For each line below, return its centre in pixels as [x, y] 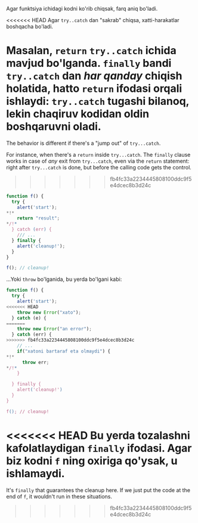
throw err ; [35, 362]
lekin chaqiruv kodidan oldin [78, 114]
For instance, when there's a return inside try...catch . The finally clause [98, 154]
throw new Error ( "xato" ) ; [49, 312]
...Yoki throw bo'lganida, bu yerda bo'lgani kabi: [64, 279]
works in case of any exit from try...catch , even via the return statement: [98, 161]
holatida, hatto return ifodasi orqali [94, 89]
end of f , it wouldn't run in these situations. [59, 496]
